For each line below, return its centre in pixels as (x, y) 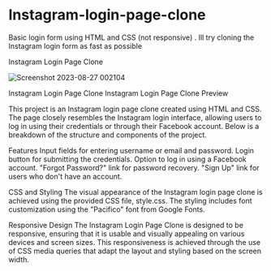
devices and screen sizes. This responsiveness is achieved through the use (135, 242)
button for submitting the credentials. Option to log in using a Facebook (128, 159)
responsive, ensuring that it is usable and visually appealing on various (127, 234)
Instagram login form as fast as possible (75, 45)
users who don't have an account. (65, 176)
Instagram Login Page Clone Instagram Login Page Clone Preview (118, 93)
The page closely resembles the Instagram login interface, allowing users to (135, 117)
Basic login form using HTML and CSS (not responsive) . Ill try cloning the (131, 37)
